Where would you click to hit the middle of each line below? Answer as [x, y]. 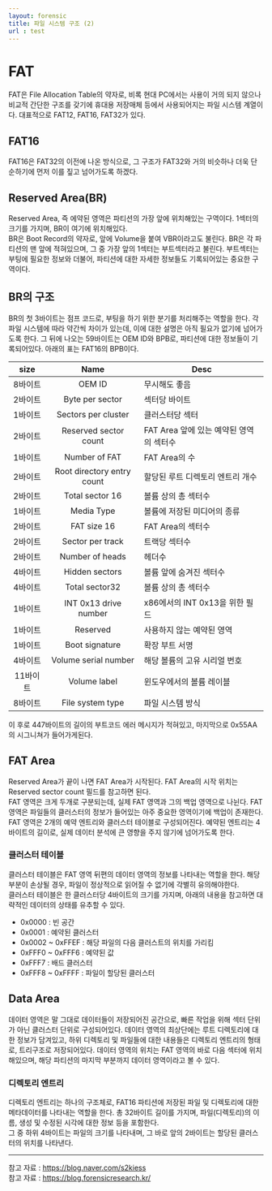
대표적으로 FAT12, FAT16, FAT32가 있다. [82, 115]
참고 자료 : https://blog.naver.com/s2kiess [77, 1167]
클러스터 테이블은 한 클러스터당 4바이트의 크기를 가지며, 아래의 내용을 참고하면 [132, 895]
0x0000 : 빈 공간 [47, 921]
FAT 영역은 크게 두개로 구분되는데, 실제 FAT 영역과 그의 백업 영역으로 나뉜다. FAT [136, 801]
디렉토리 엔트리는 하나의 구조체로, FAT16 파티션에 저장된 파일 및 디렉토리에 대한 [134, 1102]
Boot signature [93, 645]
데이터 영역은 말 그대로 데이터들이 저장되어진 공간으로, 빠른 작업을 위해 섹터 [127, 1019]
